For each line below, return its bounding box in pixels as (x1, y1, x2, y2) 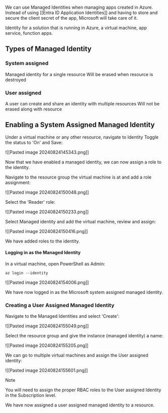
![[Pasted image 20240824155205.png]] (5, 342, 89, 348)
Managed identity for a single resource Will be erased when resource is (5, 71, 153, 77)
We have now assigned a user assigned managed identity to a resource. (5, 402, 155, 408)
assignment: (5, 179, 31, 186)
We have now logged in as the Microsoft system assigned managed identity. (5, 289, 163, 295)
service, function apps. (5, 30, 53, 36)
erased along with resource (5, 106, 62, 112)
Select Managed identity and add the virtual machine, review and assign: (5, 218, 156, 224)
